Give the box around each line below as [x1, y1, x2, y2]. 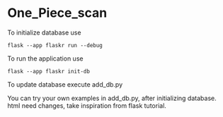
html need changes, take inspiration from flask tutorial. [7, 101, 166, 110]
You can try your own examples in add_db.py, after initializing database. [7, 94, 217, 102]
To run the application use [7, 54, 84, 63]
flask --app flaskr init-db [7, 68, 91, 75]
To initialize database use [7, 28, 81, 37]
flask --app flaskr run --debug [7, 42, 103, 49]
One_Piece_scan [7, 5, 108, 21]
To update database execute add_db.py [7, 80, 122, 89]
